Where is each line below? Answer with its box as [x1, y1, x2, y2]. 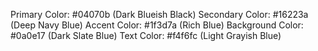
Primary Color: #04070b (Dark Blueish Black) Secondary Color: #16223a [10, 9, 309, 20]
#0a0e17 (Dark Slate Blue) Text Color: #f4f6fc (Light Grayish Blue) [10, 30, 282, 41]
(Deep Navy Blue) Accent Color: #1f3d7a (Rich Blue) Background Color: [10, 19, 304, 31]
